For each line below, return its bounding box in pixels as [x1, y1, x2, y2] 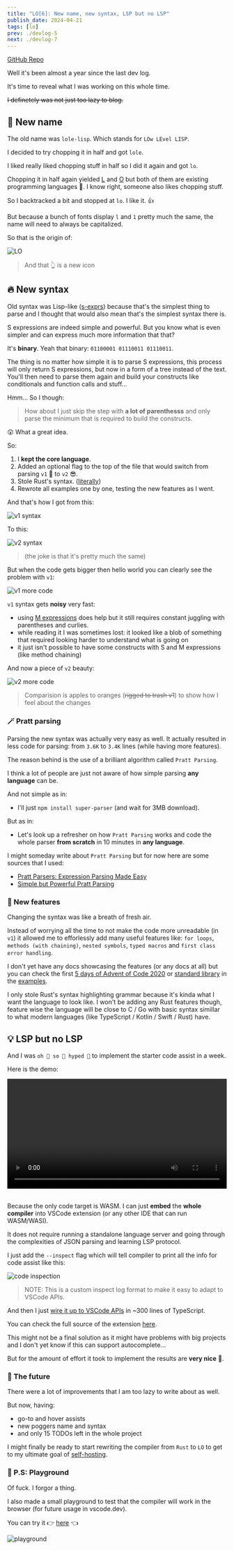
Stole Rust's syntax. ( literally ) [17, 477, 102, 485]
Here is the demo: [7, 1065, 58, 1074]
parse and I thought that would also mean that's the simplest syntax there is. [7, 310, 226, 318]
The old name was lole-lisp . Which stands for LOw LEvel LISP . [7, 134, 189, 143]
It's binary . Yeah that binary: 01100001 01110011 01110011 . [7, 344, 174, 352]
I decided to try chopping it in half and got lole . [7, 148, 144, 156]
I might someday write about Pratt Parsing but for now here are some [7, 851, 209, 860]
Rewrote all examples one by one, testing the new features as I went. [17, 484, 215, 492]
